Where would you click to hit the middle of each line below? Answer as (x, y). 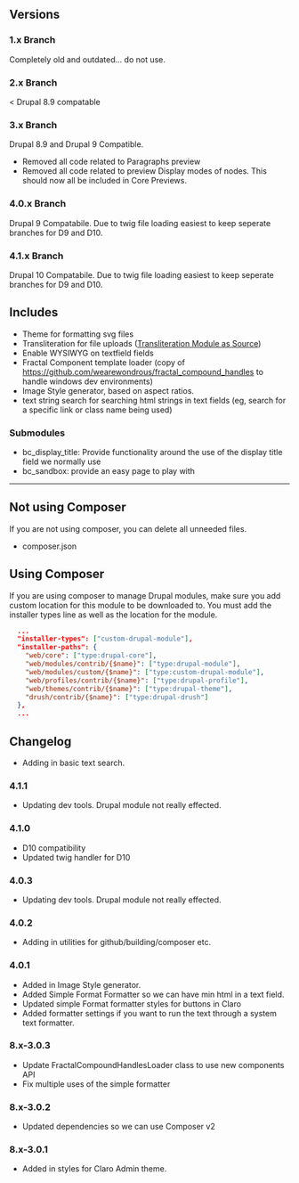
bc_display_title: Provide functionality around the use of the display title (152, 452)
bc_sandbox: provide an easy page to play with (109, 470)
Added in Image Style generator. (81, 984)
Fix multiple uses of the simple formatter (96, 1084)
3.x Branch (33, 125)
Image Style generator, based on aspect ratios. (108, 390)
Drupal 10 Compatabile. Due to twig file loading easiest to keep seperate (141, 274)
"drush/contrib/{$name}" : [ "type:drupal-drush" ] (117, 697)
